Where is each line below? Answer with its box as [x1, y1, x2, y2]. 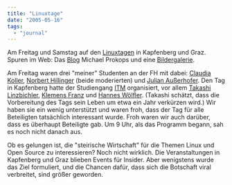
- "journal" [13, 29, 48, 37]
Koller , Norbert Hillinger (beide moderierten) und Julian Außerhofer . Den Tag [7, 77, 225, 85]
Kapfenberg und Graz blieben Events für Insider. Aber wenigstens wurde [7, 156, 215, 164]
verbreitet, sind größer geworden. [7, 171, 104, 179]
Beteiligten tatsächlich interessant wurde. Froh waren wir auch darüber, [7, 113, 211, 121]
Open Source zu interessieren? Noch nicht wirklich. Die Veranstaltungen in [7, 148, 220, 157]
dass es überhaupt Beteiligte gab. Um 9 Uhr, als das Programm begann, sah [7, 120, 224, 128]
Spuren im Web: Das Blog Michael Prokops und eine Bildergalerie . [7, 56, 195, 64]
